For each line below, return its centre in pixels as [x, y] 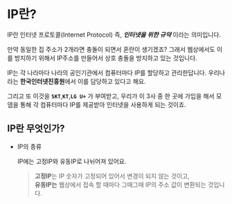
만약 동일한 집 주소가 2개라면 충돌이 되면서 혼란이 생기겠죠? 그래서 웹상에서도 [111, 49]
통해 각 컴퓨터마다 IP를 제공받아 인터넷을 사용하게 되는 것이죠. [103, 104]
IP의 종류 [29, 147]
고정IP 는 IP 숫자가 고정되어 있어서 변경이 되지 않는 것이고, [112, 176]
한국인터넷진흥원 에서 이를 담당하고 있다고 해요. [83, 81]
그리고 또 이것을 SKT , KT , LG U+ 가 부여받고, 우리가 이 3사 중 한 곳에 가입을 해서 [111, 96]
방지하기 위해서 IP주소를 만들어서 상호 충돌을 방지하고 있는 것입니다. [106, 58]
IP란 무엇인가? [36, 129]
